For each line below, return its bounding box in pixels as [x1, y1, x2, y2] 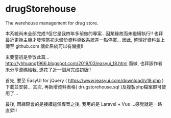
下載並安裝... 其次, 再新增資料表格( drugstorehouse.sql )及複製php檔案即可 [5, 83, 162, 90]
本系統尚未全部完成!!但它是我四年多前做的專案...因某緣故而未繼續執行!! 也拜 [5, 30, 163, 36]
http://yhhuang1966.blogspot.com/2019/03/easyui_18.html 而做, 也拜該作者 [5, 60, 163, 66]
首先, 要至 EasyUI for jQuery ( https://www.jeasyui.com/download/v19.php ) [5, 77, 164, 83]
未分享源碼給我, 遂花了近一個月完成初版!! [5, 67, 91, 73]
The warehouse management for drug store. [5, 20, 99, 26]
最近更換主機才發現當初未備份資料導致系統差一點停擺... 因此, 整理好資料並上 [5, 37, 165, 43]
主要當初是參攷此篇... [5, 54, 50, 60]
